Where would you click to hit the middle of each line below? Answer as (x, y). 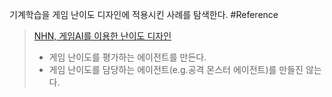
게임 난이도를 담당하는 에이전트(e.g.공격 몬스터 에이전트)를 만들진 (176, 69)
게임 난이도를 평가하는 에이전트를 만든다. (127, 57)
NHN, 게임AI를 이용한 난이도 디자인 (102, 36)
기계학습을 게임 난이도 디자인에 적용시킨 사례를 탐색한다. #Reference (144, 14)
